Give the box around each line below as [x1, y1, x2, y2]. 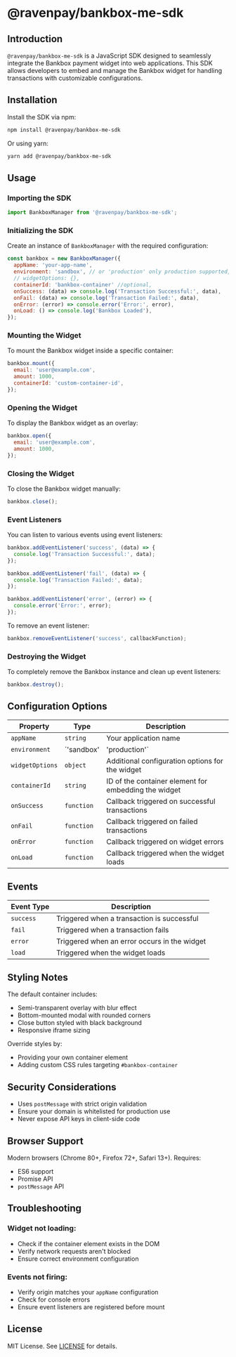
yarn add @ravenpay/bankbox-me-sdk [7, 152, 112, 159]
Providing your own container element [17, 1053, 129, 1061]
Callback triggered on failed [106, 816, 198, 826]
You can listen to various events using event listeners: [7, 531, 163, 539]
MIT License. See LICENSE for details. [7, 1342, 117, 1350]
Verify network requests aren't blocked [17, 1247, 131, 1255]
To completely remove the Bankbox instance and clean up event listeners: [7, 668, 221, 676]
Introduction [7, 33, 63, 45]
